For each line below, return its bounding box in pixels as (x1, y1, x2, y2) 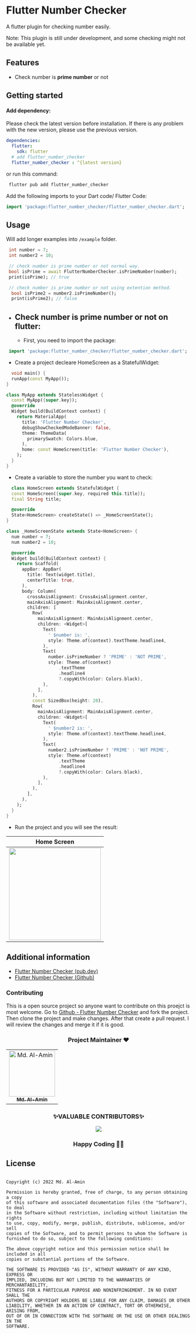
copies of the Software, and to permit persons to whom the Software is (6, 1231, 188, 1237)
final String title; (11, 496, 62, 502)
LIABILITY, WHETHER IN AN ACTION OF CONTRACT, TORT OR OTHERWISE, (6, 1303, 172, 1309)
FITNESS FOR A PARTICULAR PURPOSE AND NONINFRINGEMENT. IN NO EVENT (6, 1287, 177, 1293)
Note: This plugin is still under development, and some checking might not (6, 34, 186, 41)
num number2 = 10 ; (11, 539, 57, 545)
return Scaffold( (16, 561, 59, 567)
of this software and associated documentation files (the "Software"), (6, 1200, 188, 1206)
